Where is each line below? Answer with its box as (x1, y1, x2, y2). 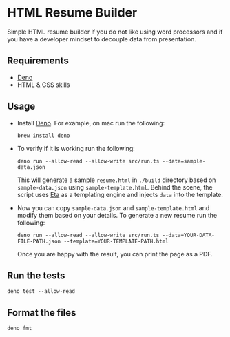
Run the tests (7, 269, 65, 281)
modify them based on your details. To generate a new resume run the (17, 211, 218, 219)
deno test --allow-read (7, 288, 76, 295)
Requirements (7, 55, 69, 67)
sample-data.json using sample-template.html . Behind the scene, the (17, 183, 213, 191)
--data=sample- (162, 157, 206, 165)
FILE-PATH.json (17, 238, 61, 245)
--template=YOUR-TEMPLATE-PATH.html (63, 238, 169, 245)
